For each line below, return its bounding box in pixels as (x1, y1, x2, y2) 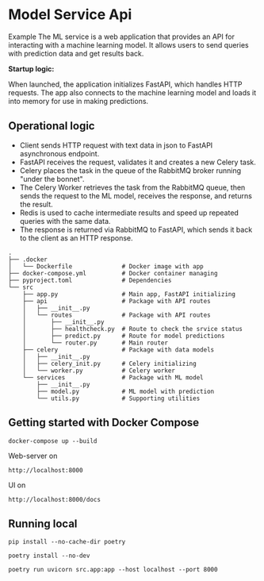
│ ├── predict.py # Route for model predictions (22, 332, 225, 340)
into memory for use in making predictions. (8, 96, 149, 106)
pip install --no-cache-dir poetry (8, 538, 126, 546)
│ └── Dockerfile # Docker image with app (8, 262, 204, 271)
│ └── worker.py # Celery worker (22, 367, 176, 375)
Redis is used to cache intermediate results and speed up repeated (19, 208, 239, 217)
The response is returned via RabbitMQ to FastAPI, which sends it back (19, 225, 253, 234)
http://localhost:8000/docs (8, 495, 101, 503)
